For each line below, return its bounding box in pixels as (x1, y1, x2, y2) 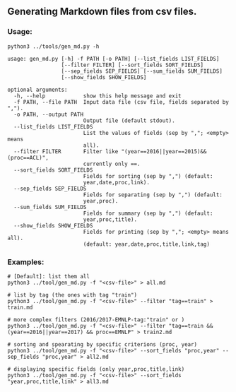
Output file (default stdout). (83, 117, 175, 124)
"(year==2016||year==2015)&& (121, 148, 207, 155)
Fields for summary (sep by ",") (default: (83, 210, 213, 217)
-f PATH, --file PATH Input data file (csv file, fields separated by (13, 98, 230, 105)
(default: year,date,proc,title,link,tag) (83, 240, 211, 248)
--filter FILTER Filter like (13, 148, 119, 155)
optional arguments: (7, 86, 69, 93)
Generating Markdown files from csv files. (7, 6, 197, 18)
